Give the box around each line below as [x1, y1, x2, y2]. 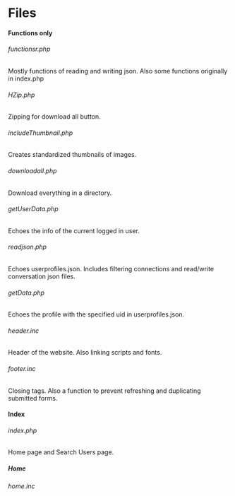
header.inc [8, 326, 40, 335]
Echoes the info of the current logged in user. [8, 226, 140, 235]
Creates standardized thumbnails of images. [8, 150, 137, 159]
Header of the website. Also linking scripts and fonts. [8, 348, 162, 357]
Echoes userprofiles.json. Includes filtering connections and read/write [8, 265, 215, 273]
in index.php [8, 74, 44, 83]
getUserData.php [8, 205, 59, 213]
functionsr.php [8, 45, 51, 54]
